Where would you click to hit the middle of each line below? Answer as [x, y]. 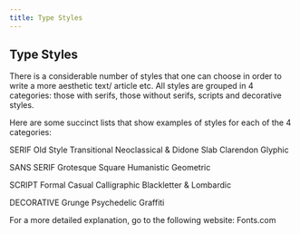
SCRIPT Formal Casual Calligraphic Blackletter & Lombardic [121, 185]
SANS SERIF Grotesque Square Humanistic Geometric [110, 168]
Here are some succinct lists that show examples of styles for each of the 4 [150, 122]
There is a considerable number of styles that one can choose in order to [146, 76]
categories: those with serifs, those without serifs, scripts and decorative [146, 95]
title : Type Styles [46, 18]
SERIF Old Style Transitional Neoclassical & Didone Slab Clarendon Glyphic [150, 150]
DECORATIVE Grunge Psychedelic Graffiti [87, 203]
